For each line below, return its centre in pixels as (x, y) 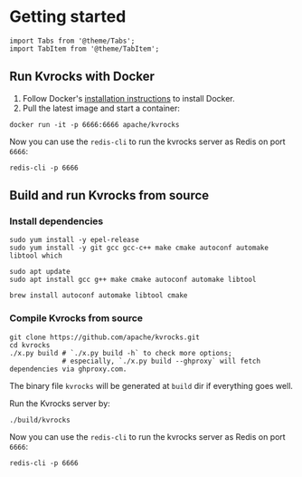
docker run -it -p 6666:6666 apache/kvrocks (94, 124)
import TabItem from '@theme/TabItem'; (85, 49)
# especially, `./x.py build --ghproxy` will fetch (161, 361)
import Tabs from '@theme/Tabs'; (72, 41)
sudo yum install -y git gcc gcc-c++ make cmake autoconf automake (139, 248)
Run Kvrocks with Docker (82, 77)
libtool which (36, 256)
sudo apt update (40, 272)
